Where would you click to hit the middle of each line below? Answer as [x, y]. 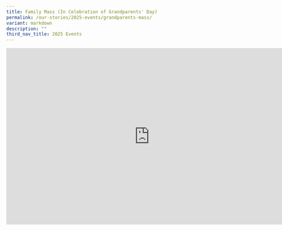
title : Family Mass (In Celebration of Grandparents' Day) [82, 12]
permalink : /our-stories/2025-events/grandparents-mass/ [79, 17]
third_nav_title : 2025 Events [44, 34]
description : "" [27, 29]
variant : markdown [29, 23]
